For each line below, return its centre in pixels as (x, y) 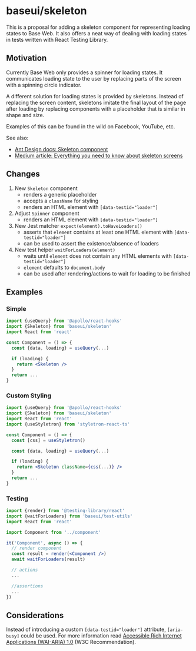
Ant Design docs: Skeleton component (61, 149)
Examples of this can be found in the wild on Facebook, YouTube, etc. (91, 126)
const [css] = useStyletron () (48, 440)
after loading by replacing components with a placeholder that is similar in (96, 109)
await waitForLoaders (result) (48, 559)
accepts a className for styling (61, 201)
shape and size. (25, 115)
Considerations (35, 615)
